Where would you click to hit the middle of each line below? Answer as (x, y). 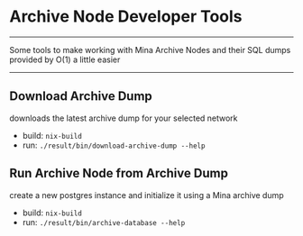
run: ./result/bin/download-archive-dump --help (114, 145)
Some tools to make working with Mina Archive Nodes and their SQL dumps (150, 50)
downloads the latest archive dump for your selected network (124, 118)
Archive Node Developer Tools (126, 17)
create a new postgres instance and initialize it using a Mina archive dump (147, 195)
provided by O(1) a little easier (65, 59)
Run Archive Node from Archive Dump (119, 173)
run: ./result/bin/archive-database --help (104, 222)
